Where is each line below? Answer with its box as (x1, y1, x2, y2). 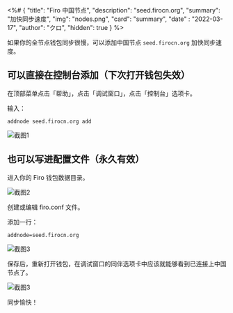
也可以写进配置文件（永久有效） (7, 153, 145, 165)
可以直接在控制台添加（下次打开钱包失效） (7, 69, 190, 82)
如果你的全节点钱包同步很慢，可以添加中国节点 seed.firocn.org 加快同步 (7, 38, 216, 47)
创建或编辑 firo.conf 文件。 (7, 203, 84, 211)
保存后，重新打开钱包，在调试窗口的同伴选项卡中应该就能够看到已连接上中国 (7, 259, 227, 268)
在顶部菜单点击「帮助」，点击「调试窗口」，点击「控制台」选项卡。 (7, 89, 196, 98)
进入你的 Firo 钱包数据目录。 (7, 173, 89, 181)
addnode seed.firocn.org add (7, 118, 92, 125)
